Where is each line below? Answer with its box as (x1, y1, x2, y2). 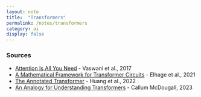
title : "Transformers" (6, 14, 66, 20)
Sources (6, 51, 31, 60)
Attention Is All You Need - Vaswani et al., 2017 (14, 64, 132, 72)
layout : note (6, 8, 39, 15)
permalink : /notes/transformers (6, 20, 88, 26)
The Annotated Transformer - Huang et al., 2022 (14, 78, 136, 85)
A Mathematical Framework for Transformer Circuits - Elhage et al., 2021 (14, 71, 196, 78)
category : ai (6, 25, 39, 32)
